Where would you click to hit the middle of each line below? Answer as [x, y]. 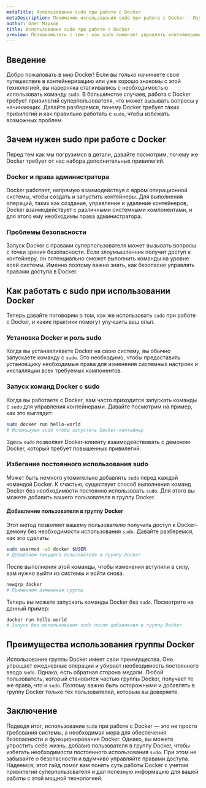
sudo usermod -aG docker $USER [46, 549]
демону [16, 531]
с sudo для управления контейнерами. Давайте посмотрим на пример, [100, 407]
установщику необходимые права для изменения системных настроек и [102, 364]
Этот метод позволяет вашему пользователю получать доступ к [91, 525]
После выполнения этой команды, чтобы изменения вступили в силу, [98, 566]
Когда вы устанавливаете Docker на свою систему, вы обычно [89, 351]
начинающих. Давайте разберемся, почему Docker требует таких [93, 107]
